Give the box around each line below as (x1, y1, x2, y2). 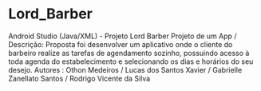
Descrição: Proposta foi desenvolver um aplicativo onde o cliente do (8, 39, 233, 49)
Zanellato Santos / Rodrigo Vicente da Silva (8, 73, 151, 83)
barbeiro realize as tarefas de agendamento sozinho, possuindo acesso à (8, 48, 250, 57)
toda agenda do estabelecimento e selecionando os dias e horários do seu (8, 57, 254, 66)
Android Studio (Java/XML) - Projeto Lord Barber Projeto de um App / (8, 31, 237, 41)
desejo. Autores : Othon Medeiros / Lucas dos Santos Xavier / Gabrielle (8, 65, 243, 74)
